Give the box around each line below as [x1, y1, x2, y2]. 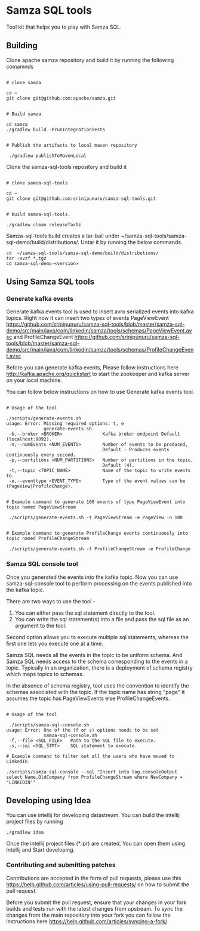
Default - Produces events [102, 447, 170, 453]
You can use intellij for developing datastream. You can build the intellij [6, 811, 180, 818]
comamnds [6, 63, 34, 70]
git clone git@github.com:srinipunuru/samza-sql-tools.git [6, 195, 156, 202]
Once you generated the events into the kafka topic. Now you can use [6, 574, 179, 581]
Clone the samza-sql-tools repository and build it [6, 163, 127, 170]
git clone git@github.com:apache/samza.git [6, 95, 116, 101]
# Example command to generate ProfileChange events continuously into [6, 531, 188, 537]
